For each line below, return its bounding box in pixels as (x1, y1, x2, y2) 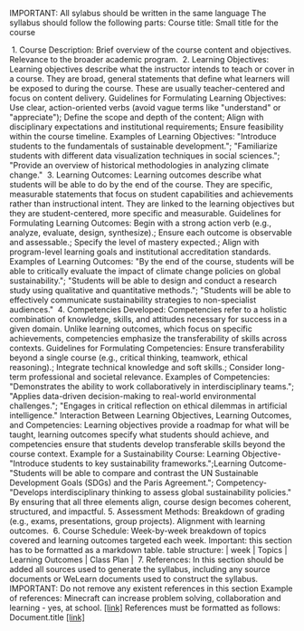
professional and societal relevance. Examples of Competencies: (28, 371, 271, 382)
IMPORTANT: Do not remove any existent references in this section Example (9, 583, 293, 594)
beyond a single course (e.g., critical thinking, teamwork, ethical (9, 352, 249, 363)
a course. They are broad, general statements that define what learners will (9, 73, 290, 84)
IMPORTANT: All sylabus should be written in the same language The (9, 8, 267, 18)
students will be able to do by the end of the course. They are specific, (9, 179, 273, 189)
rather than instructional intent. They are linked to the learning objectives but (9, 198, 295, 209)
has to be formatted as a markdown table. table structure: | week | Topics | (9, 545, 288, 555)
